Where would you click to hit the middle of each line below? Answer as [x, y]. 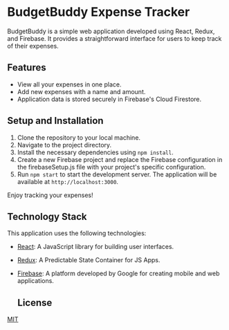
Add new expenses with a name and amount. [81, 91]
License [35, 303]
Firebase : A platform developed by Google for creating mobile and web [118, 273]
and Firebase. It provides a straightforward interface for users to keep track [114, 38]
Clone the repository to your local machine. [79, 137]
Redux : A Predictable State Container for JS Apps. [89, 260]
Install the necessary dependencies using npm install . [95, 152]
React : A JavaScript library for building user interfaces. [95, 247]
